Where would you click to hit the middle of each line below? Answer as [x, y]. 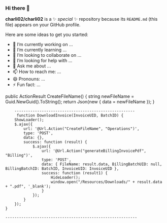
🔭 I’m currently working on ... [43, 45]
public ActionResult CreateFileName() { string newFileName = [70, 96]
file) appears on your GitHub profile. [43, 25]
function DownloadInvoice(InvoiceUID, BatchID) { [70, 116]
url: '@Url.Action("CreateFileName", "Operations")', [81, 129]
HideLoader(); [65, 178]
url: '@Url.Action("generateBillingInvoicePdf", [94, 151]
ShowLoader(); [29, 120]
